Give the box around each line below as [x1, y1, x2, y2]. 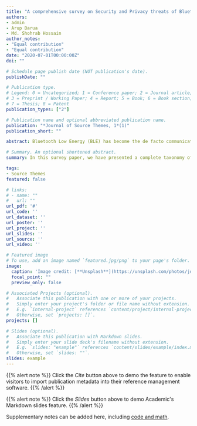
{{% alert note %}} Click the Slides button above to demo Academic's [6, 395, 174, 402]
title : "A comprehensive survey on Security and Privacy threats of [6, 8, 177, 15]
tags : [6, 165, 19, 171]
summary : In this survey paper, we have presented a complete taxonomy [6, 155, 185, 161]
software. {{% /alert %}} [6, 384, 65, 391]
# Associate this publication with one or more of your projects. [6, 295, 177, 302]
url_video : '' [6, 242, 41, 248]
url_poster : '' [6, 219, 43, 225]
